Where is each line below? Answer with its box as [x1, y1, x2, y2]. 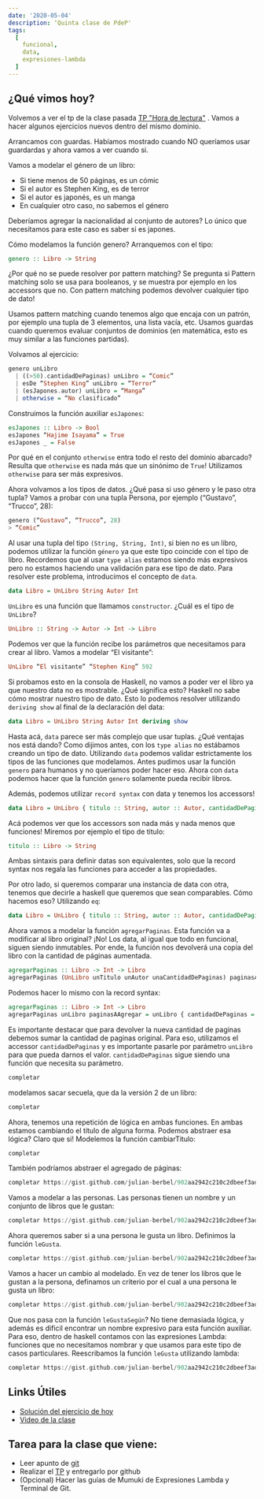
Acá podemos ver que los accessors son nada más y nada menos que [8, 818, 236, 828]
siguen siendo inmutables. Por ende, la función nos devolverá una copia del [8, 943, 254, 952]
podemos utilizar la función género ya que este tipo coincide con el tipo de [8, 547, 249, 556]
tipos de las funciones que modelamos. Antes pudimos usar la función [8, 757, 236, 766]
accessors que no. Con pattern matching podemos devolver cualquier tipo [8, 285, 249, 296]
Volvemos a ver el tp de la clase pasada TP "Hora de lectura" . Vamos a [8, 113, 240, 122]
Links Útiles [8, 1386, 67, 1399]
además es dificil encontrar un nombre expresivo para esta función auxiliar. [8, 1323, 252, 1333]
